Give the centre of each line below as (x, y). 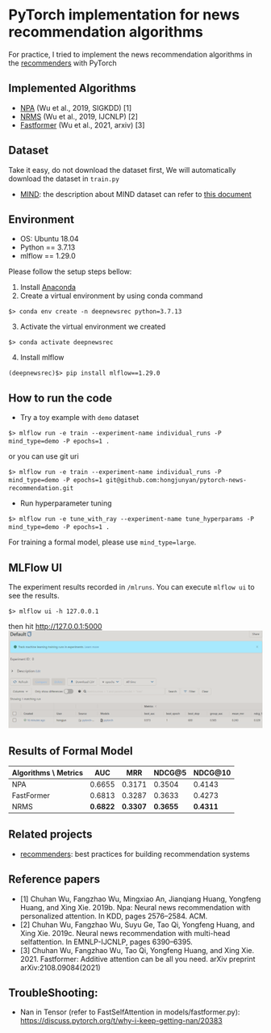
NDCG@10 (212, 772)
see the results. (34, 596)
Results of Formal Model (71, 751)
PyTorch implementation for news (124, 15)
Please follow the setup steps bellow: (70, 271)
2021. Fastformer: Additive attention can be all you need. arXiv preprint (138, 959)
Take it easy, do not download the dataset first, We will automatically (122, 170)
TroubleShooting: (53, 993)
